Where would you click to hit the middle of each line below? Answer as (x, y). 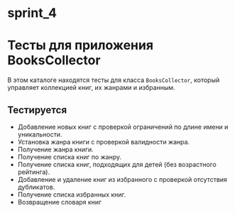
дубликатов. (36, 187)
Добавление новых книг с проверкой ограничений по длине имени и (123, 127)
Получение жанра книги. (55, 149)
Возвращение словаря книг (59, 202)
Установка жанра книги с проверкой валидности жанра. (104, 142)
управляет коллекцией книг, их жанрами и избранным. (91, 88)
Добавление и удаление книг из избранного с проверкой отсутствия (122, 179)
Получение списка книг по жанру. (70, 156)
